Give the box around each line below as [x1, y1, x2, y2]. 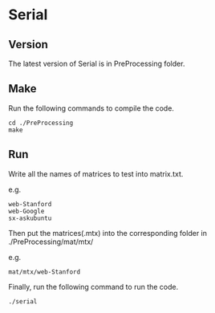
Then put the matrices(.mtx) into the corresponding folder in [8, 228, 207, 238]
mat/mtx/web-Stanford [8, 267, 81, 276]
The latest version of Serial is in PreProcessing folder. [8, 59, 185, 68]
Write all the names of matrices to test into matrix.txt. [8, 169, 184, 178]
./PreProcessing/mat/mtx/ [8, 237, 94, 246]
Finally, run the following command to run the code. [8, 282, 179, 291]
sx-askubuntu [8, 214, 52, 222]
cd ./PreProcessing [8, 119, 74, 127]
